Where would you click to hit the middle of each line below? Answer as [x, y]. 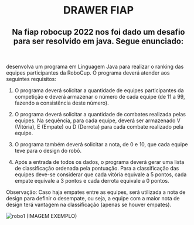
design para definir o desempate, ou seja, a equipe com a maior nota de [93, 198]
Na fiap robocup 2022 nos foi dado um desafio [98, 32]
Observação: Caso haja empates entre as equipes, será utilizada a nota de [96, 192]
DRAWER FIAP [98, 10]
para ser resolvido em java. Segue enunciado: [98, 41]
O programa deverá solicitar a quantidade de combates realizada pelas [100, 114]
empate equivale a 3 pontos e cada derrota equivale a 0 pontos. [92, 181]
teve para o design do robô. [48, 151]
